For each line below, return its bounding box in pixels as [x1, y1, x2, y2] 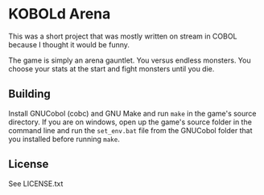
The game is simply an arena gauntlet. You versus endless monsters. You [8, 55, 251, 65]
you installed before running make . [8, 134, 121, 144]
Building [8, 87, 51, 101]
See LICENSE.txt [8, 178, 64, 189]
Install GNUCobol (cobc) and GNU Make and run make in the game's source [8, 108, 257, 118]
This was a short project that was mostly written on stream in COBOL [8, 31, 237, 41]
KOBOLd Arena [8, 5, 111, 23]
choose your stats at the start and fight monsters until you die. [8, 63, 215, 73]
